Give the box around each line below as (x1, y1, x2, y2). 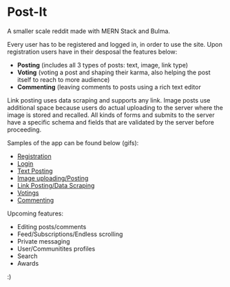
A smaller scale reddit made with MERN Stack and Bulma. (7, 27, 171, 35)
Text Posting (17, 167, 53, 175)
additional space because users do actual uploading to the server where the (7, 103, 224, 111)
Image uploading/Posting (17, 173, 89, 182)
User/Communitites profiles (17, 244, 96, 253)
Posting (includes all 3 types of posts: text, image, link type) (17, 61, 188, 69)
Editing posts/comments (17, 222, 87, 231)
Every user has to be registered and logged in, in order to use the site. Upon (7, 40, 222, 48)
